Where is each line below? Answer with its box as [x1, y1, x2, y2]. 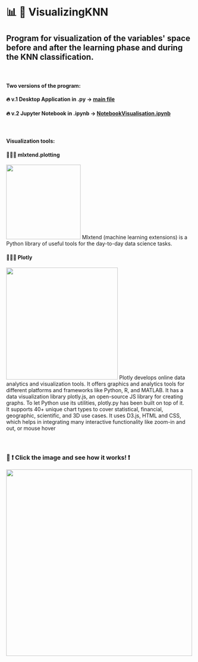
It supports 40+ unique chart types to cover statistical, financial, [6, 405, 164, 412]
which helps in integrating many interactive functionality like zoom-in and [6, 418, 186, 425]
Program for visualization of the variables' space [6, 33, 190, 43]
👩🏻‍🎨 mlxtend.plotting [6, 151, 60, 158]
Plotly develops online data [118, 374, 186, 381]
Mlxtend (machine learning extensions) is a [81, 234, 188, 241]
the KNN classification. [6, 52, 94, 62]
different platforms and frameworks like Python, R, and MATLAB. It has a [6, 386, 184, 393]
